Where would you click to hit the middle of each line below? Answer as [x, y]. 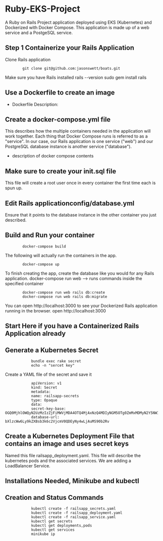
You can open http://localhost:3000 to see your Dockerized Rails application [81, 306]
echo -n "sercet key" [53, 366]
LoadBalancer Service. [28, 465]
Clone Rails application [28, 60]
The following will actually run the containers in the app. [61, 255]
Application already [35, 333]
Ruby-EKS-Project [43, 9]
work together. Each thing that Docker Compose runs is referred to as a [76, 136]
